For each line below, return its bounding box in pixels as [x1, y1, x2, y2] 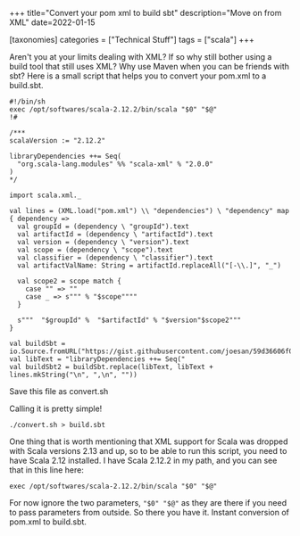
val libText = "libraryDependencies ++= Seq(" [9, 355, 186, 364]
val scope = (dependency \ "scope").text [17, 245, 174, 254]
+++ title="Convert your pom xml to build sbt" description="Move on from [9, 8, 282, 18]
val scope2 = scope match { [17, 276, 122, 285]
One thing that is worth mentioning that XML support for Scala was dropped [9, 436, 288, 447]
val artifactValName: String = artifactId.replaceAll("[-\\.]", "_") [17, 261, 281, 270]
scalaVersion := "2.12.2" [9, 136, 105, 145]
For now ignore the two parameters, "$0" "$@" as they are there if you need [9, 498, 287, 507]
